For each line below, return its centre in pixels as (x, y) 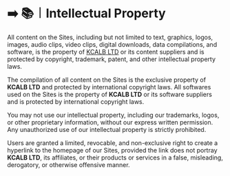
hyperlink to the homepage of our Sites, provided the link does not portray (112, 150)
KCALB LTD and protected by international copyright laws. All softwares (109, 87)
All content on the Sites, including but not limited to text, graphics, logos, (110, 37)
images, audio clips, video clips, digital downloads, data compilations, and (112, 44)
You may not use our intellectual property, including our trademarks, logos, (113, 115)
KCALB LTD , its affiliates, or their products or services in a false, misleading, (115, 157)
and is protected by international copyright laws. (76, 101)
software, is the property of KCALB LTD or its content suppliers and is (106, 52)
